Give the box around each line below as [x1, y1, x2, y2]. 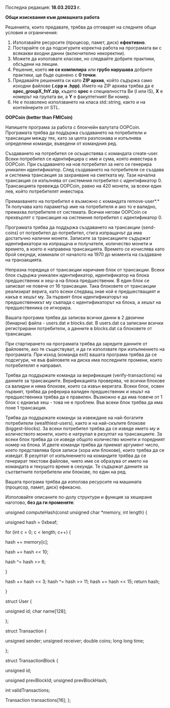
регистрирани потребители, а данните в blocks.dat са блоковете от [5, 325, 152, 331]
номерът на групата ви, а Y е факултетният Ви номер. [12, 94, 131, 99]
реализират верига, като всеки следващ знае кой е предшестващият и [5, 288, 160, 294]
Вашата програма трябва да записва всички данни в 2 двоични [5, 315, 144, 320]
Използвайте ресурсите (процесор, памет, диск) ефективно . [12, 39, 146, 45]
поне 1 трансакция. [5, 405, 47, 411]
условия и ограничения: [5, 30, 58, 35]
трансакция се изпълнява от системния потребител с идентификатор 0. [5, 178, 162, 183]
